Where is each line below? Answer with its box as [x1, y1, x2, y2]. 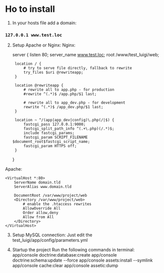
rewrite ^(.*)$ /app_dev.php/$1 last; [23, 105, 104, 110]
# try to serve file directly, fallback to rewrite [23, 66, 132, 71]
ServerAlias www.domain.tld [14, 184, 72, 189]
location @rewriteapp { [14, 83, 64, 88]
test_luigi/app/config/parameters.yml [12, 237, 88, 243]
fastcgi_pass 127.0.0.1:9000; [23, 122, 86, 127]
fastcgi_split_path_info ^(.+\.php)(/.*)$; [23, 126, 115, 132]
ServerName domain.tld [14, 180, 61, 185]
